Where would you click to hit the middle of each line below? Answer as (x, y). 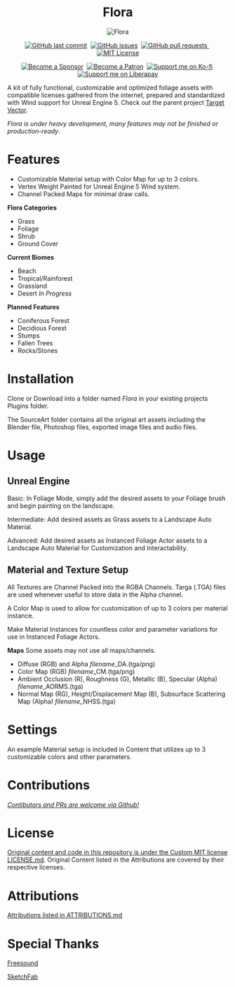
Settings (32, 730)
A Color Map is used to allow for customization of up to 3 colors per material (117, 608)
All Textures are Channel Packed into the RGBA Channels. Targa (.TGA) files (117, 587)
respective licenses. (36, 867)
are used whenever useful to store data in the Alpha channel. (95, 594)
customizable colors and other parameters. (69, 756)
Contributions (48, 785)
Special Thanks (53, 944)
